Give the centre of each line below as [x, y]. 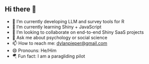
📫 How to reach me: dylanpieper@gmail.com [60, 43]
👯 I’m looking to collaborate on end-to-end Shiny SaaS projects [78, 32]
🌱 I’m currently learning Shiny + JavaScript [57, 27]
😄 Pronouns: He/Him [34, 50]
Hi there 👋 [21, 9]
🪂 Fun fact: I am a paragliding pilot [49, 56]
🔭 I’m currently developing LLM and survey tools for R [68, 21]
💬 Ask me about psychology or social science [60, 37]
